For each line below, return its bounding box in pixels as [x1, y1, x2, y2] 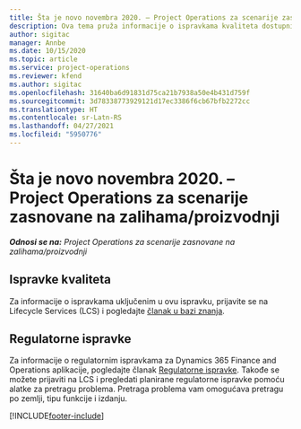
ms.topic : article [9, 55, 78, 64]
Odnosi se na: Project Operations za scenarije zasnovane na [9, 236, 236, 247]
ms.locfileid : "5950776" [9, 130, 102, 139]
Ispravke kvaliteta [9, 272, 112, 287]
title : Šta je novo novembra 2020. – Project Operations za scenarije [9, 13, 279, 22]
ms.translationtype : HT [9, 105, 99, 114]
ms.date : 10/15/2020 [9, 47, 87, 56]
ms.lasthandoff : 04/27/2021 [9, 122, 115, 131]
